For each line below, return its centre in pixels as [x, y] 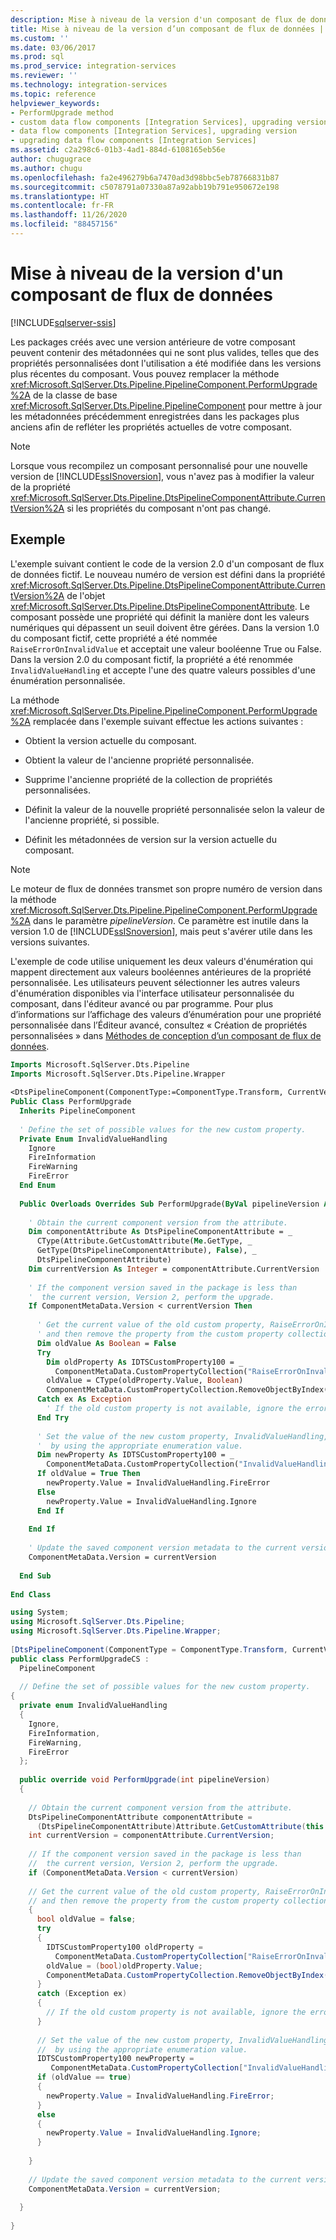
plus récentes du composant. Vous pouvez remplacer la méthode [145, 373]
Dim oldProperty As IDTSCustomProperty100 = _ [145, 1362]
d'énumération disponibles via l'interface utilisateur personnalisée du [152, 993]
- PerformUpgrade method [62, 112]
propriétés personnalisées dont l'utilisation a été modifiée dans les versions [166, 363]
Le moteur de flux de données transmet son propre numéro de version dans [166, 888]
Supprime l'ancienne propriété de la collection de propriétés [148, 779]
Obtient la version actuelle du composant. [110, 740]
